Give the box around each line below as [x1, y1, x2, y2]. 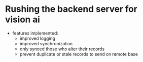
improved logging [19, 35, 56, 41]
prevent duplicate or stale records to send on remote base [19, 51, 138, 57]
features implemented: [12, 30, 58, 36]
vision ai [5, 14, 40, 25]
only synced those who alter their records [19, 46, 105, 52]
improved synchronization [19, 40, 73, 46]
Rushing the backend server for [5, 3, 138, 15]
